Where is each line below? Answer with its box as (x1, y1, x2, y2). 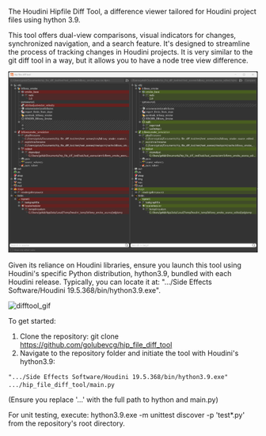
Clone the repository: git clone (19, 332, 119, 341)
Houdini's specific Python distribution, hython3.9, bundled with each (8, 269, 232, 279)
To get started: (8, 317, 57, 326)
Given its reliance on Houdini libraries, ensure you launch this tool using (8, 260, 241, 270)
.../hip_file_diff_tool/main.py (8, 381, 115, 389)
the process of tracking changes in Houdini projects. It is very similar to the (8, 47, 253, 56)
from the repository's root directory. (8, 419, 125, 428)
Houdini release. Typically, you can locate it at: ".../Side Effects (8, 277, 212, 287)
